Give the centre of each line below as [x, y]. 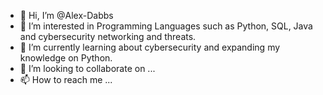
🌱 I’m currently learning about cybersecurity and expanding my [150, 47]
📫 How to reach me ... [66, 79]
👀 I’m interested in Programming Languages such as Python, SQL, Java [166, 26]
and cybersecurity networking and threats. [108, 36]
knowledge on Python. [66, 58]
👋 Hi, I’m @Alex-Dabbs [66, 15]
